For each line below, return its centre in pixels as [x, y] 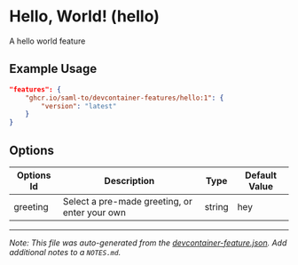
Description [129, 181]
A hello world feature [47, 41]
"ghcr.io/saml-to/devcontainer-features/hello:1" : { [125, 98]
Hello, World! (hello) [84, 16]
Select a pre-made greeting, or [127, 201]
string [216, 206]
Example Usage [53, 69]
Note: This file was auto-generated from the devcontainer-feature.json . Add [148, 243]
